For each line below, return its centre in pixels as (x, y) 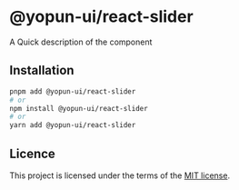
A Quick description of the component (81, 42)
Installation (42, 70)
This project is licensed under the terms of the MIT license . (119, 175)
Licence (33, 153)
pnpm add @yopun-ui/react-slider (73, 91)
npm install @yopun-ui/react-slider (79, 108)
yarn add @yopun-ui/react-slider (73, 125)
